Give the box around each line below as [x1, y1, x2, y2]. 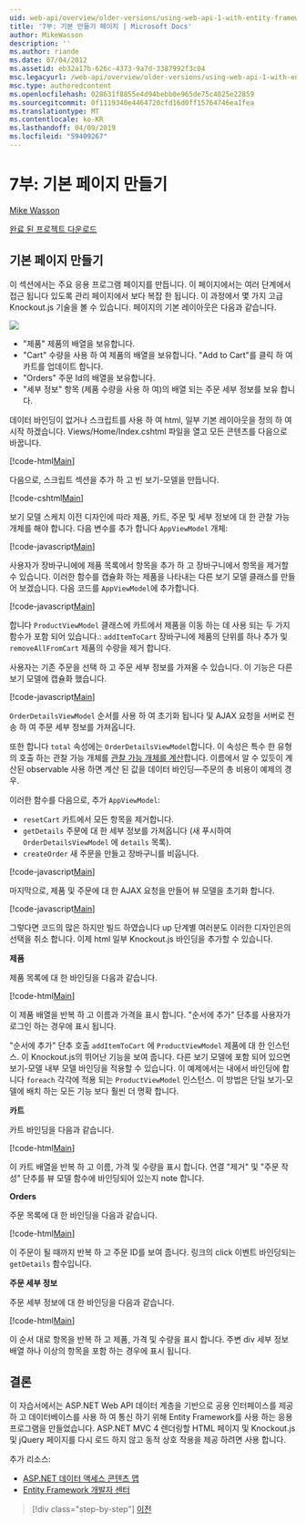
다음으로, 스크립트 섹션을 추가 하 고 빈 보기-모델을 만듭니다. [9, 474, 220, 485]
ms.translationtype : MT [9, 107, 100, 116]
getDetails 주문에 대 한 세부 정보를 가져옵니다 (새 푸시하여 [22, 825, 232, 836]
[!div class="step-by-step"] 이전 [31, 1504, 152, 1515]
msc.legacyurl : [9, 73, 67, 82]
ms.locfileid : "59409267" [9, 132, 107, 141]
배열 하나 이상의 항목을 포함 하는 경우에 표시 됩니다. [9, 1345, 191, 1356]
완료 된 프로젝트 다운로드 [9, 223, 97, 234]
